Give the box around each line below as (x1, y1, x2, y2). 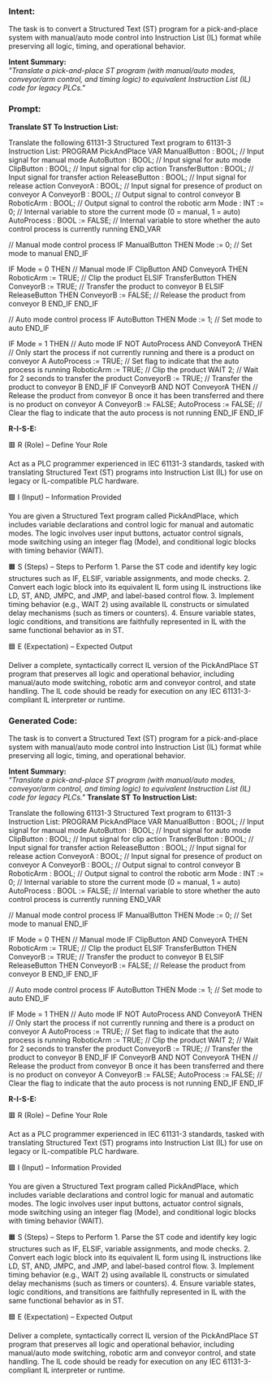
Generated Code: (8, 715, 78, 726)
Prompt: (8, 103, 41, 115)
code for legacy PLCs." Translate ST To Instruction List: (8, 792, 197, 802)
